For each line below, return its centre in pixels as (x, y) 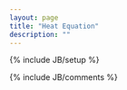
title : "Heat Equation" (54, 26)
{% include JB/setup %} (54, 60)
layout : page (34, 18)
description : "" (40, 34)
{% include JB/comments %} (63, 77)
